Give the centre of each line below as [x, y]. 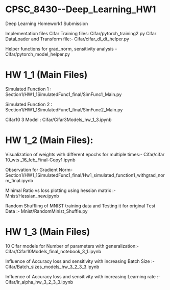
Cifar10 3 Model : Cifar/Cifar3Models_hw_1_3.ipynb [58, 119]
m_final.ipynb [19, 180]
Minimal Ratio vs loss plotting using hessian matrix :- [60, 190]
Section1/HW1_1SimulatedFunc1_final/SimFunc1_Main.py [64, 94]
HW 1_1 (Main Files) [46, 75]
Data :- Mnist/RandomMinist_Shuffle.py [46, 211]
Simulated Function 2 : [29, 104]
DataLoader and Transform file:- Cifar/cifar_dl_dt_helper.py [67, 39]
